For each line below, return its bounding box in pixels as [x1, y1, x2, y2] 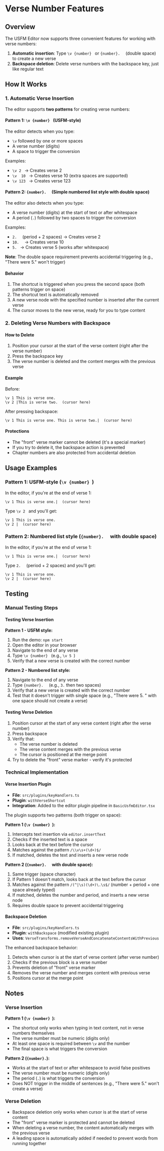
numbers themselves [12, 1030, 55, 1036]
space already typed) [12, 886, 55, 893]
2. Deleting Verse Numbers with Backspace [5, 320, 111, 327]
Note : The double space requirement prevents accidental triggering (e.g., [5, 254, 153, 260]
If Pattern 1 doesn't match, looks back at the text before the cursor [12, 876, 146, 882]
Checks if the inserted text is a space [12, 836, 88, 842]
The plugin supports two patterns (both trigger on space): [5, 812, 121, 818]
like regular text [12, 66, 44, 72]
